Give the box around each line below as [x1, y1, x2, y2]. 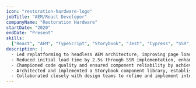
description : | [6, 46, 43, 52]
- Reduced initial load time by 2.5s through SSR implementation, [11, 57, 176, 63]
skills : [6, 35, 25, 41]
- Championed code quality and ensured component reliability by [11, 62, 174, 68]
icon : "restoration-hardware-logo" [6, 8, 93, 14]
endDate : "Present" [6, 30, 54, 36]
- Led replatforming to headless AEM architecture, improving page [11, 52, 179, 57]
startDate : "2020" [6, 24, 51, 31]
